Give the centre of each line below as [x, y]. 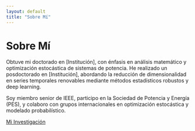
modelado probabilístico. [36, 111]
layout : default [26, 11]
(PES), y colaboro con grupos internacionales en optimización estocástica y [97, 104]
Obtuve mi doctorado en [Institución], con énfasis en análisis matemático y [96, 62]
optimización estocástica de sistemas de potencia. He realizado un [87, 68]
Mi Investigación [26, 122]
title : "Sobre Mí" [28, 17]
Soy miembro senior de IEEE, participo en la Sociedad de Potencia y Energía [98, 98]
